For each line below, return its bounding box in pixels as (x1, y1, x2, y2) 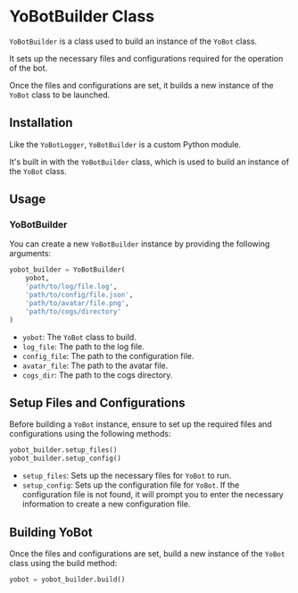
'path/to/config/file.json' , (25, 290, 134, 300)
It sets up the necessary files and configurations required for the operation (9, 53, 284, 63)
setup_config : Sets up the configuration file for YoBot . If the (21, 480, 240, 490)
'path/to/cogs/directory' (25, 306, 122, 316)
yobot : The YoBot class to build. (21, 331, 137, 342)
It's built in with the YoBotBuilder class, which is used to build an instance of (9, 156, 290, 167)
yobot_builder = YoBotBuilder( (9, 265, 126, 274)
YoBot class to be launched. (9, 89, 110, 100)
